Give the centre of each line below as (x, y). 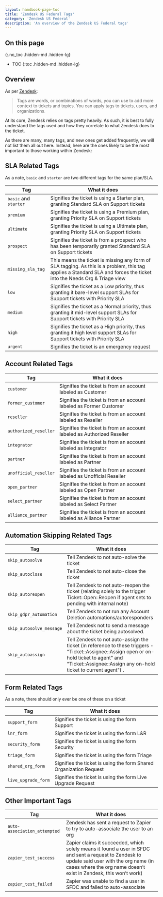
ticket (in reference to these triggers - (110, 645)
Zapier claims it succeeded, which (105, 842)
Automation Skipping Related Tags (58, 535)
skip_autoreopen (26, 595)
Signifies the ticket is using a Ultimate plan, (99, 226)
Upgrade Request (74, 783)
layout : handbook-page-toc (32, 10)
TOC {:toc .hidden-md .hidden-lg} (46, 64)
